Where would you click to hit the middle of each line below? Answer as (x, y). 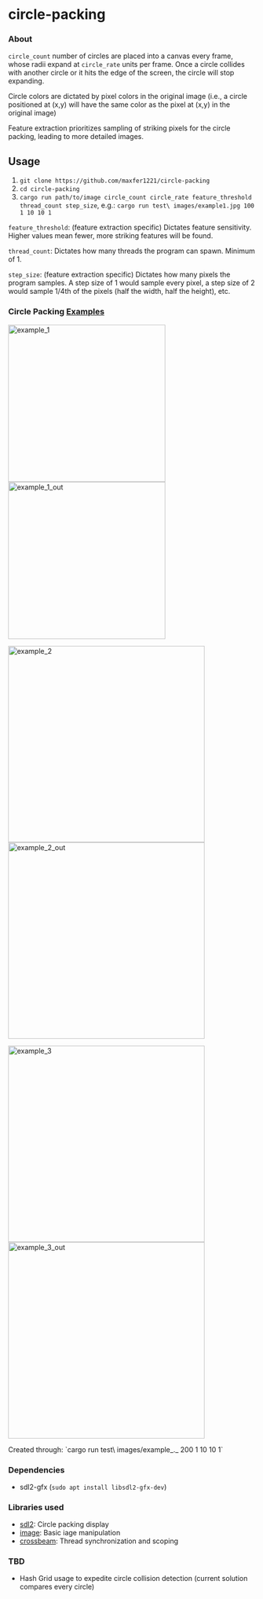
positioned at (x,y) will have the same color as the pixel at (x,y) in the (119, 105)
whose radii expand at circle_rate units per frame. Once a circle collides (126, 64)
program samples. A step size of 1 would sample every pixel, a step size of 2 (131, 283)
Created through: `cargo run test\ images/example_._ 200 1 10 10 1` (116, 1449)
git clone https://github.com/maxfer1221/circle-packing (115, 181)
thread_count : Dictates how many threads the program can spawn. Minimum (131, 251)
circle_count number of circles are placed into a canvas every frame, (121, 56)
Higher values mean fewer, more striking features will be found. (111, 236)
